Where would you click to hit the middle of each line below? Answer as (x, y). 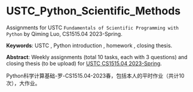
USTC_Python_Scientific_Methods (94, 11)
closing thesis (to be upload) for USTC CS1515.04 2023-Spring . (84, 63)
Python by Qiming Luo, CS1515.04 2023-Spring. (64, 33)
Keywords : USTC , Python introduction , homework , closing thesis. (89, 45)
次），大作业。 (23, 83)
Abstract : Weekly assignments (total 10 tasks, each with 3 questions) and (97, 57)
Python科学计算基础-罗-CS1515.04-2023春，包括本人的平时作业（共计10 (95, 75)
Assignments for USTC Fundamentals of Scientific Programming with (93, 27)
